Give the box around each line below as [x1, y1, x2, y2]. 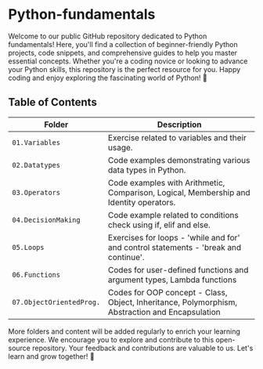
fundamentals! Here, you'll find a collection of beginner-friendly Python [8, 39, 238, 49]
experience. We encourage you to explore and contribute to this [8, 335, 214, 344]
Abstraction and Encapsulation [108, 306, 221, 317]
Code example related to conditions [108, 209, 239, 220]
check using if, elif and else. [108, 219, 211, 230]
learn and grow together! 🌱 [8, 351, 95, 361]
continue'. [108, 251, 145, 262]
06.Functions [12, 270, 61, 279]
